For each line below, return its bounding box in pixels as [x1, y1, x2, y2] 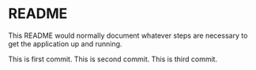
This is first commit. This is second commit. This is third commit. [8, 54, 218, 64]
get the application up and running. [8, 39, 122, 48]
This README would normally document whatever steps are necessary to [8, 31, 248, 40]
